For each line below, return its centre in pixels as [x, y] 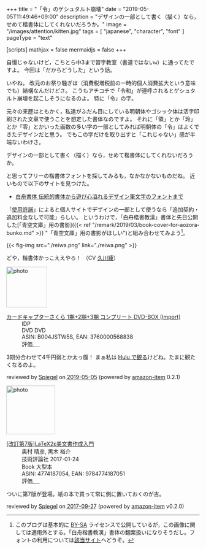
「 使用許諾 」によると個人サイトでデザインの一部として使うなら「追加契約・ [103, 209]
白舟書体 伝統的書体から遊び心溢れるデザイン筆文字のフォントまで [99, 196]
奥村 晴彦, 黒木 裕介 [46, 451]
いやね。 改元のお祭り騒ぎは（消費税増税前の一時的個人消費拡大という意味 [101, 83]
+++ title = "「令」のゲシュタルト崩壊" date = [64, 9]
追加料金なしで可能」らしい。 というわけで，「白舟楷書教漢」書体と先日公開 [102, 217]
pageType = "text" [29, 38]
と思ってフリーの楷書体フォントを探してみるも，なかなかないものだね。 [97, 176]
